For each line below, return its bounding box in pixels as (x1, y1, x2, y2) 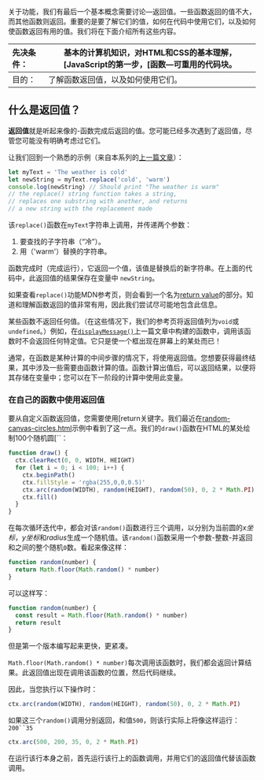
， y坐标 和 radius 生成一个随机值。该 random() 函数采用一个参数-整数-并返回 (15, 533, 253, 542)
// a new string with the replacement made (8, 205, 153, 213)
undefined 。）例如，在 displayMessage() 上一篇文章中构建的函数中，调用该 (8, 326, 244, 336)
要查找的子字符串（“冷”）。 (19, 237, 106, 247)
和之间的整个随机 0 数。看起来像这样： (8, 543, 130, 552)
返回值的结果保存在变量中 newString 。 (35, 273, 159, 283)
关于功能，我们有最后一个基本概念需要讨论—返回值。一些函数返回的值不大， (8, 7, 256, 16)
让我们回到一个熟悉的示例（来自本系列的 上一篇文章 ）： (8, 152, 184, 162)
